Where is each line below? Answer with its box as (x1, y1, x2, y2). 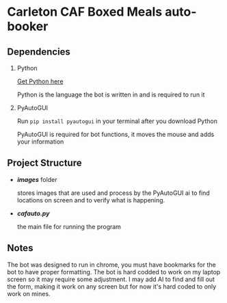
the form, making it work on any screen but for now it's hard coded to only (7, 282, 217, 291)
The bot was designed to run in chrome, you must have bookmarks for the (7, 261, 217, 269)
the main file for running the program (16, 222, 122, 230)
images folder (16, 175, 57, 183)
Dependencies (7, 46, 70, 57)
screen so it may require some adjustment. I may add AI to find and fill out (7, 275, 215, 283)
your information (16, 137, 64, 146)
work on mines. (7, 289, 51, 298)
